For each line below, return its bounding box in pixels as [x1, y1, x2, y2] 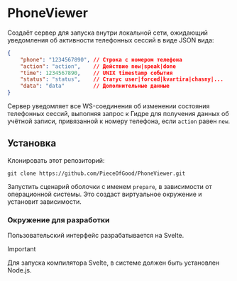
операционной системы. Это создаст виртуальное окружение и [7, 190, 202, 198]
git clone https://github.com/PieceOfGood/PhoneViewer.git [7, 170, 186, 177]
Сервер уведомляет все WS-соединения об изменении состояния [7, 102, 210, 110]
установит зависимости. [7, 197, 82, 206]
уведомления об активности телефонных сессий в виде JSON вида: [7, 35, 214, 44]
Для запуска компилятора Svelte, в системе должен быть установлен [7, 258, 220, 267]
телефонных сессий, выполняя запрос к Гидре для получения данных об [7, 110, 229, 118]
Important [7, 245, 36, 253]
